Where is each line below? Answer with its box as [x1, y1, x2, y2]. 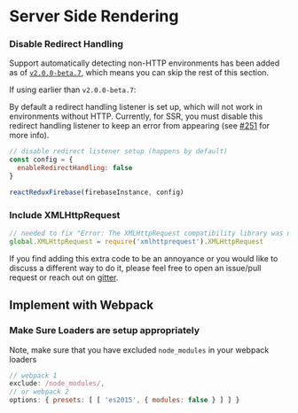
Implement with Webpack [9, 298, 153, 313]
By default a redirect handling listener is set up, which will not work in [9, 102, 263, 113]
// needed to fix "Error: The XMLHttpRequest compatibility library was [9, 229, 284, 238]
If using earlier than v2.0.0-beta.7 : [9, 84, 137, 95]
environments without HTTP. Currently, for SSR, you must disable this [9, 111, 263, 121]
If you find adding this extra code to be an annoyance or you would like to [9, 253, 278, 263]
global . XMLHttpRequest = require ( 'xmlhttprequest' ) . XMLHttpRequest [9, 238, 264, 246]
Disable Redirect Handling [9, 38, 124, 51]
